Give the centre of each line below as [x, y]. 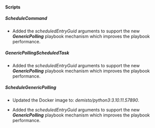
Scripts [13, 7]
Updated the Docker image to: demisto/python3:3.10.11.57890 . [76, 100]
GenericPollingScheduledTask [37, 53]
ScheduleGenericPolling [31, 88]
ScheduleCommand [26, 18]
